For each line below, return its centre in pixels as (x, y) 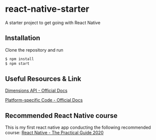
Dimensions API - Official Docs (36, 91)
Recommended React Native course (62, 116)
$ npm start (17, 63)
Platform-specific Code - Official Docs (44, 100)
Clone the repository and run (34, 50)
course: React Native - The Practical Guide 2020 (54, 133)
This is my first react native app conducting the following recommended (78, 127)
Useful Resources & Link (43, 79)
